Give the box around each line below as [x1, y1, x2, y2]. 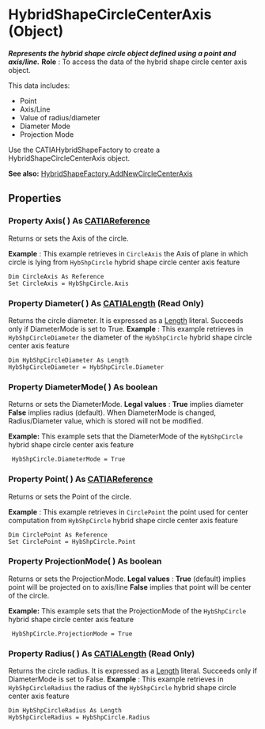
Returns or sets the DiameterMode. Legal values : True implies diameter [8, 400, 244, 409]
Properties [8, 192, 62, 205]
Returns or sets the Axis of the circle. [8, 234, 129, 243]
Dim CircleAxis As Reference [8, 272, 104, 280]
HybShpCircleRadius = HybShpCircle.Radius [8, 714, 150, 722]
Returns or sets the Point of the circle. [8, 492, 132, 501]
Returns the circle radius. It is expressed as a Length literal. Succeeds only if [8, 666, 258, 676]
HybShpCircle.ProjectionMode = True [11, 629, 133, 638]
